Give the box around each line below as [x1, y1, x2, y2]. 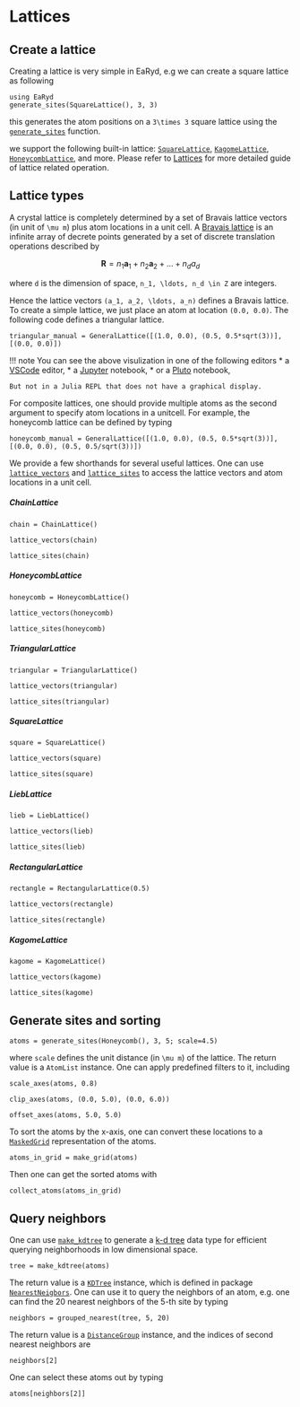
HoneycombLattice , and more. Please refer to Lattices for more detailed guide [9, 153, 291, 163]
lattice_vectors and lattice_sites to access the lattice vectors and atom [9, 467, 284, 477]
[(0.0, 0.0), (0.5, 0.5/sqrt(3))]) [9, 441, 142, 450]
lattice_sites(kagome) [9, 989, 94, 998]
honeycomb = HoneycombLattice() [9, 592, 130, 602]
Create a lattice [9, 42, 97, 57]
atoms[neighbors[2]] [9, 1389, 87, 1399]
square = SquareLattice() [9, 738, 106, 747]
